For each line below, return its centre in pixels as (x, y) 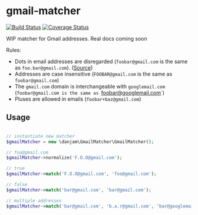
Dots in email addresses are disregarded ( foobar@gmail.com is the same (101, 61)
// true (16, 168)
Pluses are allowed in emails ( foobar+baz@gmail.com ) (78, 99)
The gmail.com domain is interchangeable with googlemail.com (90, 86)
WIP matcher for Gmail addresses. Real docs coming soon (77, 38)
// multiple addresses (34, 201)
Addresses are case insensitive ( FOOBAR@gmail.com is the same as (93, 74)
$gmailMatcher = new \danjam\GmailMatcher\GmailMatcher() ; (80, 142)
